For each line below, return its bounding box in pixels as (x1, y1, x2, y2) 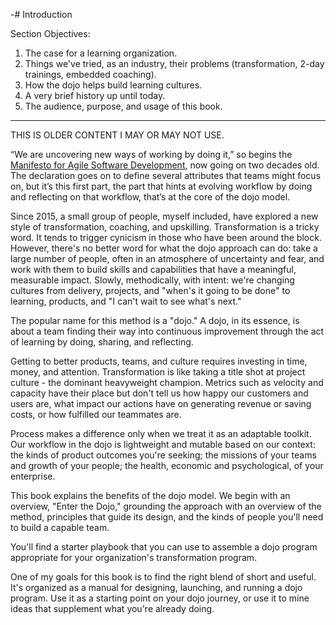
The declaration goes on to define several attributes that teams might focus (10, 170, 322, 181)
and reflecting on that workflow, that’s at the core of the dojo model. (10, 191, 291, 203)
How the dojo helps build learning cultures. (24, 79, 203, 91)
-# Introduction (10, 9, 73, 20)
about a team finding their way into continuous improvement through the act (10, 325, 325, 337)
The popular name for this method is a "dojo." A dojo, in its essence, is (10, 315, 300, 326)
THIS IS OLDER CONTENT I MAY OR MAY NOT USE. (10, 129, 225, 141)
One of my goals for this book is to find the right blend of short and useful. (10, 571, 317, 583)
